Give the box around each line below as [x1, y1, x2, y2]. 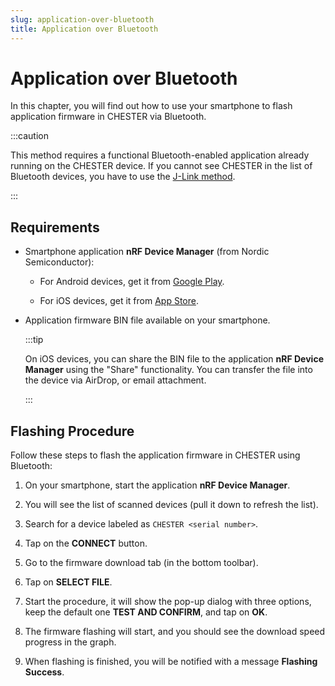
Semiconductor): [24, 256, 95, 268]
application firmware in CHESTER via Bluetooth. [10, 111, 207, 123]
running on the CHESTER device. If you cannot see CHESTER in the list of [10, 160, 313, 172]
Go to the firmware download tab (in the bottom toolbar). [24, 557, 259, 569]
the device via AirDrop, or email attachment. [24, 374, 207, 386]
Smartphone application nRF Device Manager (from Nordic [24, 246, 270, 258]
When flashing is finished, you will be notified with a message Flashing [24, 656, 318, 668]
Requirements [10, 219, 100, 236]
